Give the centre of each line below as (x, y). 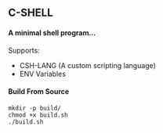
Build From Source (39, 92)
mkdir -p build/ (34, 108)
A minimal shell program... (52, 32)
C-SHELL (31, 13)
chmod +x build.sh (38, 115)
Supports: (24, 50)
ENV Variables (43, 74)
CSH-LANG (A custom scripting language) (88, 65)
